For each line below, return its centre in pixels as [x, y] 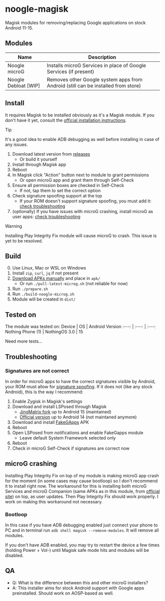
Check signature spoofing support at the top [57, 195]
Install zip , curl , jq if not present [45, 273]
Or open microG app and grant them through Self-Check [77, 180]
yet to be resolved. [24, 241]
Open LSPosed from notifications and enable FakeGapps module [78, 433]
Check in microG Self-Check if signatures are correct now [71, 448]
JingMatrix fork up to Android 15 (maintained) [65, 411]
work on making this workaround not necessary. [54, 501]
